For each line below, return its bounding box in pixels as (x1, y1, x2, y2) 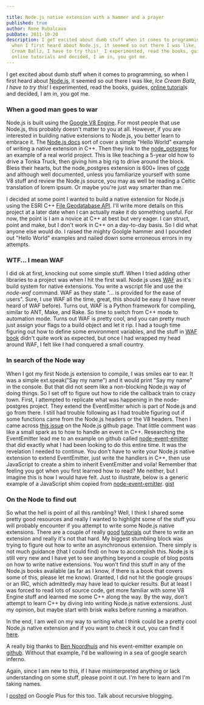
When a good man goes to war (6, 105, 98, 113)
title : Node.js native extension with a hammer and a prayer (6, 14, 165, 20)
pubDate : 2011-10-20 (6, 31, 59, 37)
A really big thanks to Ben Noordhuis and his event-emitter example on (6, 642, 183, 650)
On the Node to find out (6, 495, 77, 503)
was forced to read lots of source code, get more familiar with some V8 (6, 586, 185, 594)
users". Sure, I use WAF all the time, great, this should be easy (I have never (6, 296, 196, 303)
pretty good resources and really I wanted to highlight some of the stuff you (6, 515, 195, 522)
